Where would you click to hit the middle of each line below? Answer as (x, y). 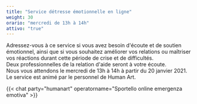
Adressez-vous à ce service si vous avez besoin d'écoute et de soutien (94, 45)
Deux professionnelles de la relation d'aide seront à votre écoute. (86, 65)
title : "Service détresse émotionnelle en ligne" (69, 12)
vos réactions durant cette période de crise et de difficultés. (80, 58)
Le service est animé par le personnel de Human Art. (71, 77)
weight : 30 (20, 17)
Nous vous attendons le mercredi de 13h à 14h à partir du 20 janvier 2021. (97, 71)
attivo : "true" (25, 28)
